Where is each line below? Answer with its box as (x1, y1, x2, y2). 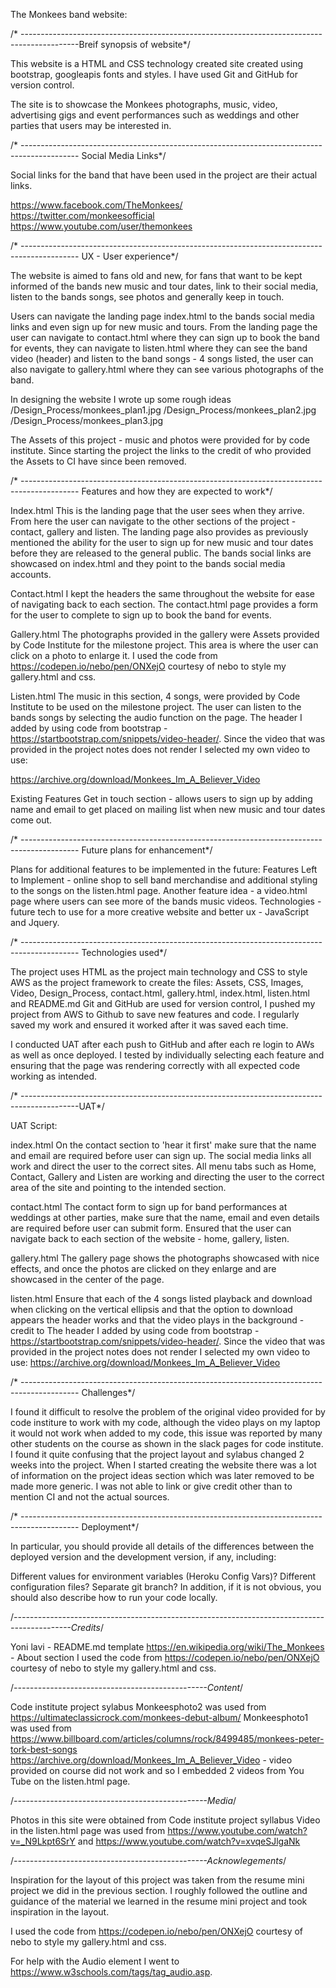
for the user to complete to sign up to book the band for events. (10, 609, 272, 621)
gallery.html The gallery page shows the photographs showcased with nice (10, 1252, 320, 1264)
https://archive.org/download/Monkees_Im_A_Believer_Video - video (10, 1754, 293, 1766)
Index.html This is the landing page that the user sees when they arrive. (10, 505, 305, 516)
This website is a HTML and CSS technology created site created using (10, 58, 304, 69)
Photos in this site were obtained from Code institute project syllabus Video (10, 1814, 321, 1826)
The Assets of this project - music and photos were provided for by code (10, 434, 310, 446)
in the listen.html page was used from (10, 1825, 166, 1836)
